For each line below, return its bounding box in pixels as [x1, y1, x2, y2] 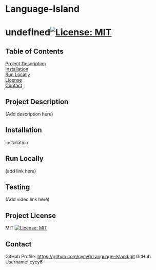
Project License [5, 211, 56, 220]
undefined [5, 27, 50, 38]
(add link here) [5, 168, 36, 174]
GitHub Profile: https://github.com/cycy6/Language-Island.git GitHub [5, 254, 151, 260]
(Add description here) [5, 111, 53, 117]
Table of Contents [5, 47, 64, 55]
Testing [5, 183, 30, 191]
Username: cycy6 [5, 259, 43, 265]
